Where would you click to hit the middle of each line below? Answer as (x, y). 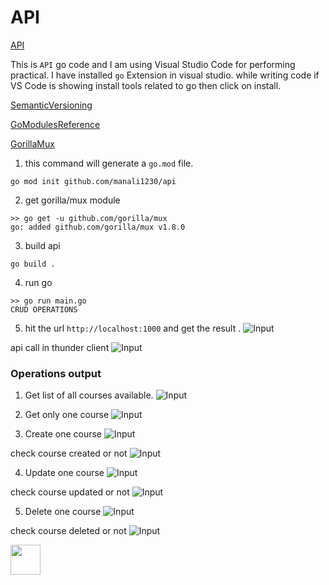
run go (38, 282)
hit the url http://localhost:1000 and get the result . (133, 328)
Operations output (56, 373)
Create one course (63, 434)
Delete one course (63, 512)
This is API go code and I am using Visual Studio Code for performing (153, 64)
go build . (33, 264)
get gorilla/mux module (72, 200)
